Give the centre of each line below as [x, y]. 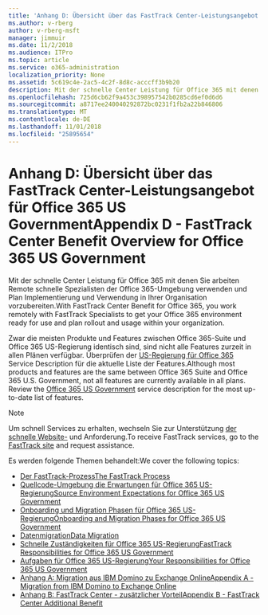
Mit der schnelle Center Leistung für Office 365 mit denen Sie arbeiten [124, 280]
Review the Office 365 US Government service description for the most [125, 389]
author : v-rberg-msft [44, 30]
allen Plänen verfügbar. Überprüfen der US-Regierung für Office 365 [121, 355]
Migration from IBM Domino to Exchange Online [98, 586]
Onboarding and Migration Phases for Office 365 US [140, 518]
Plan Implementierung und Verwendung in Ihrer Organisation [108, 297]
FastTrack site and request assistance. [71, 445]
